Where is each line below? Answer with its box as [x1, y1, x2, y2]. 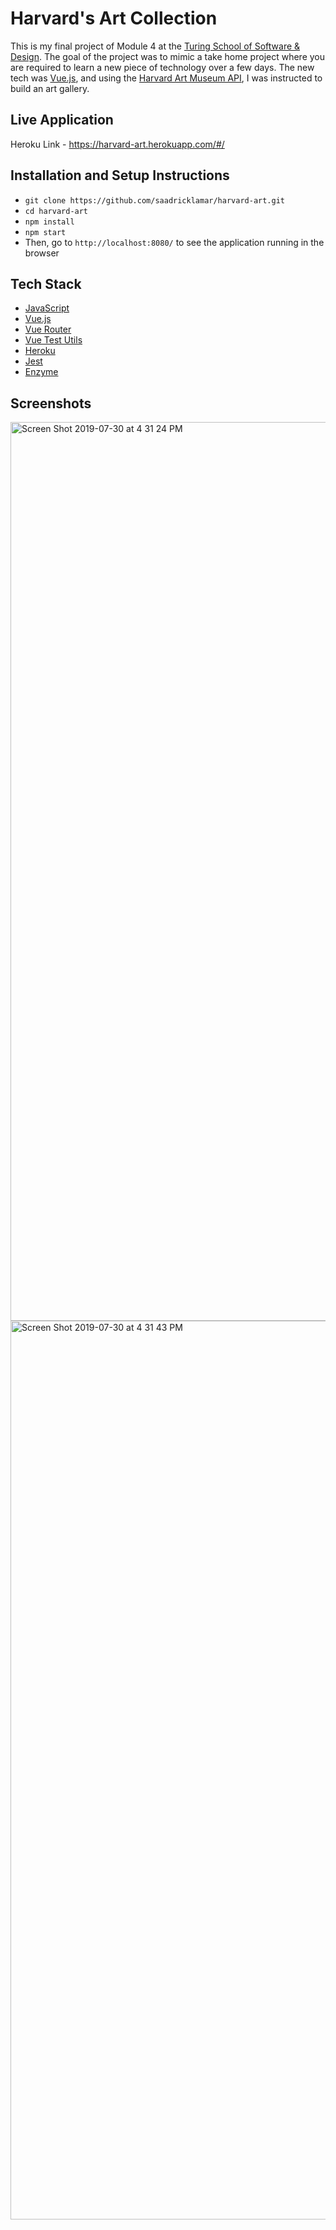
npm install [24, 217, 75, 227]
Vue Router [24, 323, 72, 336]
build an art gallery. [10, 82, 90, 94]
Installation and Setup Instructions [10, 167, 230, 184]
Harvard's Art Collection [10, 7, 218, 30]
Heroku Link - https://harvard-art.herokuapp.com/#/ [10, 138, 225, 150]
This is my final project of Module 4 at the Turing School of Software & [10, 40, 301, 52]
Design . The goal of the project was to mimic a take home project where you [10, 50, 325, 62]
